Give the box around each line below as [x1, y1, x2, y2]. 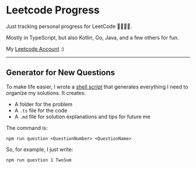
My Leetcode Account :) [6, 45, 64, 52]
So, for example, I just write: [6, 146, 73, 153]
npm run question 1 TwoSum [6, 157, 72, 163]
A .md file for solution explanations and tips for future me [14, 113, 150, 120]
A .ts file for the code [14, 107, 68, 114]
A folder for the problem [14, 100, 73, 108]
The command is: [6, 124, 48, 131]
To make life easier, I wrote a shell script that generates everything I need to [6, 83, 188, 90]
